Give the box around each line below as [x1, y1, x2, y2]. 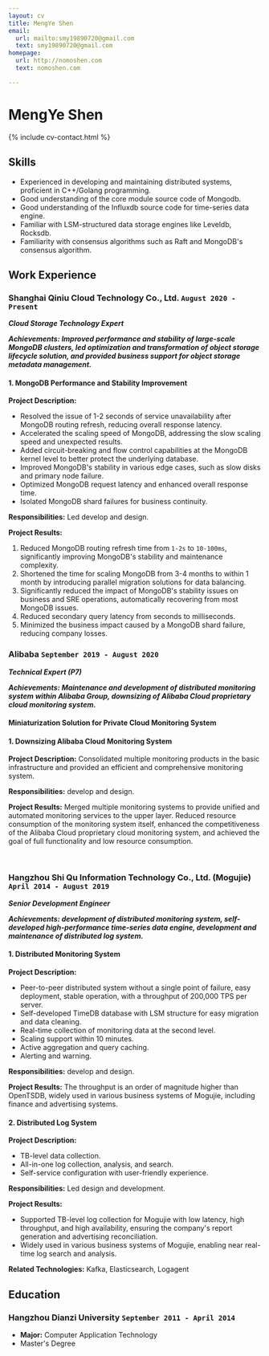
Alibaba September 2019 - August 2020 [8, 649, 159, 660]
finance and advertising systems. [8, 1099, 118, 1109]
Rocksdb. [19, 228, 52, 238]
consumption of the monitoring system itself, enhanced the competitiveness [8, 820, 260, 829]
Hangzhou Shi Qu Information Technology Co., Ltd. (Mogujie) [8, 872, 251, 883]
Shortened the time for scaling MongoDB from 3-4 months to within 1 [19, 569, 249, 579]
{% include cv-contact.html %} [8, 132, 111, 141]
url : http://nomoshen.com [15, 57, 103, 65]
